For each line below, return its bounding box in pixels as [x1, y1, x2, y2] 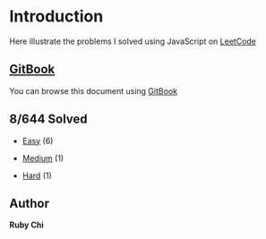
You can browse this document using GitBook [9, 85, 177, 96]
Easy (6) [21, 135, 54, 146]
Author [9, 195, 49, 211]
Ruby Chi [9, 219, 45, 230]
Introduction [9, 6, 104, 27]
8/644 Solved [9, 112, 88, 127]
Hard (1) [21, 170, 52, 181]
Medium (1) [21, 152, 64, 163]
